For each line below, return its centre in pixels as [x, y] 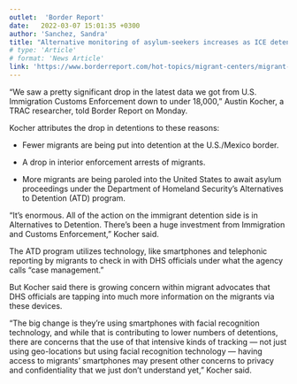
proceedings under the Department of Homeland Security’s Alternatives [153, 188]
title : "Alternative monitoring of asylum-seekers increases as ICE [138, 42]
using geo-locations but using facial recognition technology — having [136, 351]
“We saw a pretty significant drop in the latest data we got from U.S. [133, 92]
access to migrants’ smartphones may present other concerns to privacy [141, 360]
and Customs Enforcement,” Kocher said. [84, 234]
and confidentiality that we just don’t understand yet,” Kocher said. [130, 370]
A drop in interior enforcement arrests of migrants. [114, 162]
